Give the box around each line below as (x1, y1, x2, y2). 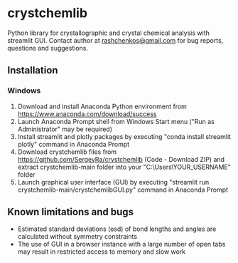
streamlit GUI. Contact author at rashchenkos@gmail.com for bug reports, (7, 36, 224, 44)
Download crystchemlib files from (17, 148, 117, 156)
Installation (7, 64, 58, 76)
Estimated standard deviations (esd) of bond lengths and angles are (17, 225, 217, 233)
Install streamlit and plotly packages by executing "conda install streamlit (17, 132, 232, 140)
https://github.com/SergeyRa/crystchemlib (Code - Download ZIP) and (17, 155, 225, 163)
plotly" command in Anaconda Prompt (17, 140, 130, 148)
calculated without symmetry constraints (17, 232, 137, 241)
